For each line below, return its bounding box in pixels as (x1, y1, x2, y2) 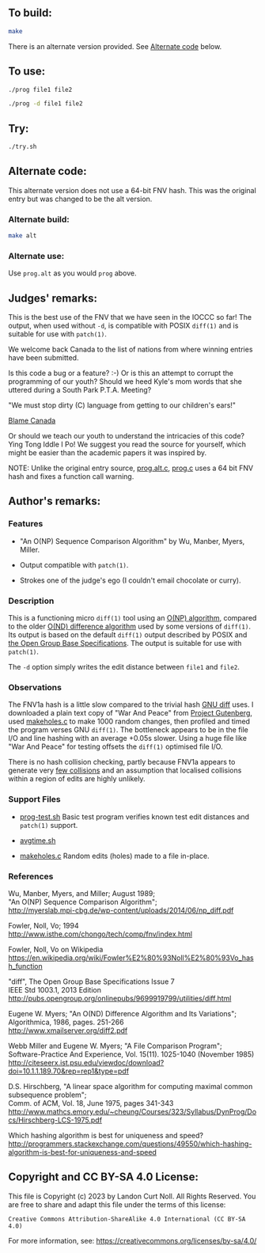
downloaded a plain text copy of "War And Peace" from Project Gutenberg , (8, 708, 253, 718)
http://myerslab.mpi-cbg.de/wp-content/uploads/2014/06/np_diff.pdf (8, 906, 234, 915)
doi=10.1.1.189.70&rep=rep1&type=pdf (8, 1066, 129, 1076)
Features (8, 518, 44, 530)
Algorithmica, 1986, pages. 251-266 (8, 1017, 124, 1027)
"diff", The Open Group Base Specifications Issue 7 (8, 977, 176, 986)
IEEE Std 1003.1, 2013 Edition (8, 985, 101, 994)
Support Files (8, 794, 61, 805)
